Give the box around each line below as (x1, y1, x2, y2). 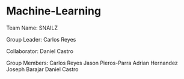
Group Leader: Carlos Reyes (6, 36, 76, 43)
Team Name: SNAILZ (6, 24, 58, 31)
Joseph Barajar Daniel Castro (6, 65, 79, 73)
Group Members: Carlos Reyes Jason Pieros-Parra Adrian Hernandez (6, 59, 179, 66)
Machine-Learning (6, 4, 101, 18)
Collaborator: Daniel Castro (6, 47, 74, 55)
